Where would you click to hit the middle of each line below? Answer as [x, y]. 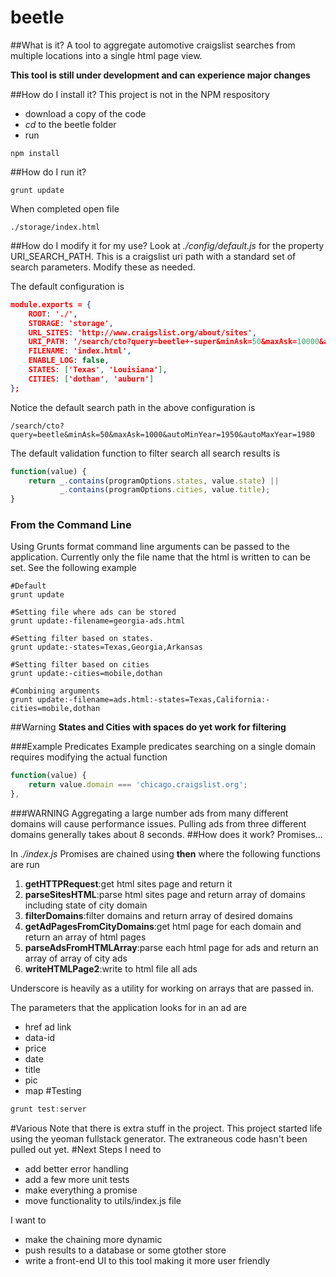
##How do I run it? [48, 172]
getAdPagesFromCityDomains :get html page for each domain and [163, 927]
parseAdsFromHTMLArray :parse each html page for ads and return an [171, 948]
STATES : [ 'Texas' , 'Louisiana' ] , [98, 370]
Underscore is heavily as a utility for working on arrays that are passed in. [162, 988]
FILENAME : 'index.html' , [80, 351]
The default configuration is [67, 286]
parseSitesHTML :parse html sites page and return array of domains [165, 895]
